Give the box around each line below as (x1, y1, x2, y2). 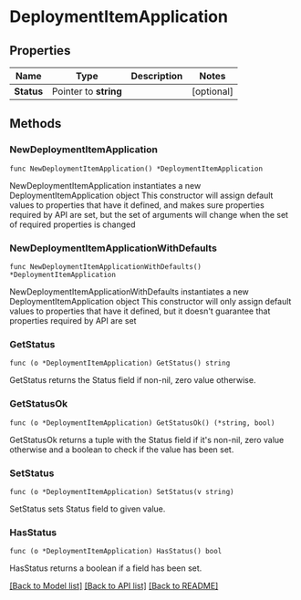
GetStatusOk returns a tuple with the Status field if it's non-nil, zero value (9, 434, 285, 445)
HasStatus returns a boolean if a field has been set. (9, 563, 202, 574)
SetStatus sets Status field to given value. (9, 503, 166, 514)
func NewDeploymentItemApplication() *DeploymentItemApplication (9, 164, 263, 173)
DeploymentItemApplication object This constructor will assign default (9, 190, 274, 201)
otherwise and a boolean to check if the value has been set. (9, 444, 234, 455)
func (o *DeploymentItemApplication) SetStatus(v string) (9, 487, 234, 496)
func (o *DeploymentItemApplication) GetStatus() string (9, 358, 231, 368)
